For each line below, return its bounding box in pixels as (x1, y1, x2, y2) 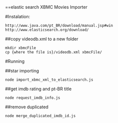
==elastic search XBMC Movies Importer (5, 4, 88, 10)
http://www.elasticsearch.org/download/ (5, 27, 89, 32)
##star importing (5, 68, 39, 74)
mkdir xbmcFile (5, 46, 36, 50)
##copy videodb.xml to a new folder (5, 36, 79, 42)
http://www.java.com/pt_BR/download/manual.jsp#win (5, 23, 113, 28)
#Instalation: (5, 14, 30, 19)
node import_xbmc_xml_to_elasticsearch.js (5, 77, 93, 82)
